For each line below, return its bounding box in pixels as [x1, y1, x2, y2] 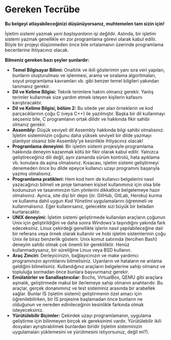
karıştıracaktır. [12, 99, 42, 106]
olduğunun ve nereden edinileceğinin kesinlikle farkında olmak [12, 301, 144, 308]
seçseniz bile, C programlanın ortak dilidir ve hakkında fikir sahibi [12, 116, 149, 122]
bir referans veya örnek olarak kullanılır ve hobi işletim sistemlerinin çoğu [12, 230, 166, 237]
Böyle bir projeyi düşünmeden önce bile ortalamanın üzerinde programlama [5, 41, 164, 47]
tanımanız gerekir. [12, 83, 50, 89]
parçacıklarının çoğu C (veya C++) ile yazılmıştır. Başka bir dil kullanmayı [12, 110, 165, 117]
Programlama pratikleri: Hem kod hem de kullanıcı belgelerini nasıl [12, 176, 154, 182]
